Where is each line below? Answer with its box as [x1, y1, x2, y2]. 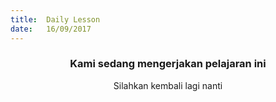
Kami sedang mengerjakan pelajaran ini [69, 57, 267, 71]
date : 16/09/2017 [10, 24, 92, 34]
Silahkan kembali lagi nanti [113, 79, 223, 91]
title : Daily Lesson [10, 14, 101, 25]
